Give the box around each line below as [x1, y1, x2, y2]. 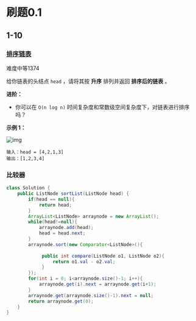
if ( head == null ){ [28, 196, 75, 202]
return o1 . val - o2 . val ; [52, 258, 116, 265]
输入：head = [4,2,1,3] [6, 149, 64, 155]
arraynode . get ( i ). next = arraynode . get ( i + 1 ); [38, 281, 156, 287]
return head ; [38, 202, 72, 208]
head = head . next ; [38, 230, 86, 236]
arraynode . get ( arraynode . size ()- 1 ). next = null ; [28, 292, 154, 298]
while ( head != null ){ [28, 219, 78, 225]
